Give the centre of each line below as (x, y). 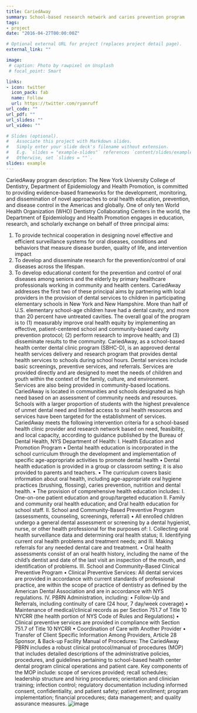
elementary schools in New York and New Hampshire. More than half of (101, 304)
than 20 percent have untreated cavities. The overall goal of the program (102, 316)
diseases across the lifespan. (50, 266)
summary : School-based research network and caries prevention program (95, 17)
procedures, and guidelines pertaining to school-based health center (98, 660)
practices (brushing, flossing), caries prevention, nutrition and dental (97, 485)
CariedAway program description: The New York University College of (91, 180)
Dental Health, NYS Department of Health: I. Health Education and (94, 441)
